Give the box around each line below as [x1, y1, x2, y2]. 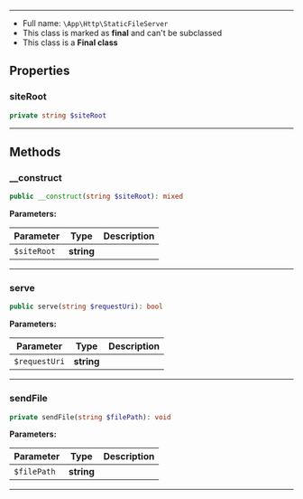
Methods [9, 144, 61, 159]
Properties [9, 63, 70, 79]
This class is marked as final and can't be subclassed [22, 28, 223, 38]
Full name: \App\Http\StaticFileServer [22, 18, 169, 28]
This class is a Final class [22, 37, 119, 48]
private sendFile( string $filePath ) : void [9, 412, 171, 421]
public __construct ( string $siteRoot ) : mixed [9, 192, 183, 202]
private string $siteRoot [9, 110, 106, 120]
